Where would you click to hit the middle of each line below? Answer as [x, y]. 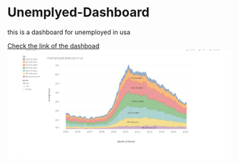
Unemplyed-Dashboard [78, 12]
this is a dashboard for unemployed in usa [69, 32]
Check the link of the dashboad [53, 46]
